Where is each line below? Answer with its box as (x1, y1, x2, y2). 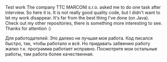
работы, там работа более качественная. (5, 51, 94, 57)
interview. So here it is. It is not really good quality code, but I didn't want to (5, 9, 160, 15)
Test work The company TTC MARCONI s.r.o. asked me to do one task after (5, 4, 161, 10)
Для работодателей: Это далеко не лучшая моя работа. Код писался (5, 35, 153, 41)
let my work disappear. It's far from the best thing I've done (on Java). (5, 15, 149, 20)
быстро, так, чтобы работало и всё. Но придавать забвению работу (5, 40, 150, 46)
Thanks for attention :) (5, 25, 51, 31)
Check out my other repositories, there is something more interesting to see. (5, 20, 162, 26)
